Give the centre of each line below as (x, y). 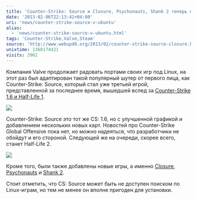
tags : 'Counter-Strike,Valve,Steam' (51, 39)
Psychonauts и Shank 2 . (35, 172)
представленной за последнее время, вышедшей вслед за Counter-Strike (98, 90)
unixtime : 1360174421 (33, 50)
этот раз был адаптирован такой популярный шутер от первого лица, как (98, 78)
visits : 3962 (22, 55)
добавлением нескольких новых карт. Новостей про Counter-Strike (90, 125)
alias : (14, 28)
